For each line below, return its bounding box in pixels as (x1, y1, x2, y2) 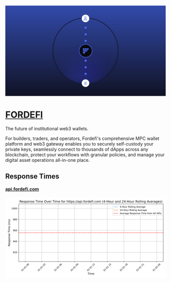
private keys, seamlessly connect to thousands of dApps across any (5, 146, 149, 153)
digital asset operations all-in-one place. (5, 157, 90, 163)
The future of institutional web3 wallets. (5, 126, 89, 132)
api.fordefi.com (5, 186, 39, 192)
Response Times (5, 172, 60, 181)
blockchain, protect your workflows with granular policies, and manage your (5, 152, 165, 158)
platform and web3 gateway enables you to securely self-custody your (5, 141, 154, 147)
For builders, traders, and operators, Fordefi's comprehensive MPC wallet (5, 135, 159, 142)
